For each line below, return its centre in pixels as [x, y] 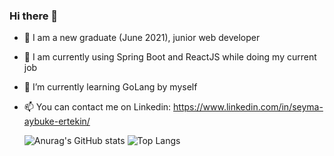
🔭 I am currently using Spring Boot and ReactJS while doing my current [170, 57]
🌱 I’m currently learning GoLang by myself [110, 87]
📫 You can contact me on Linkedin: [97, 107]
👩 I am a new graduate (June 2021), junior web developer [142, 38]
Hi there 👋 [34, 16]
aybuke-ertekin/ [57, 121]
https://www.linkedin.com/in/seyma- [248, 107]
